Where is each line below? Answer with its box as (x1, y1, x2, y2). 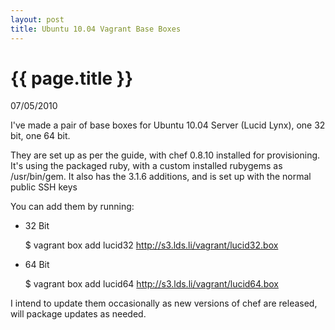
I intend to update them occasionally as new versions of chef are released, (10, 297, 318, 310)
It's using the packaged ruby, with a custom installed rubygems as (10, 160, 283, 172)
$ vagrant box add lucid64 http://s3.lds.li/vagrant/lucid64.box (24, 278, 279, 290)
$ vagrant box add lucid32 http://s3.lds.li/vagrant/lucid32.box (24, 239, 279, 251)
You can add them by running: (10, 201, 135, 213)
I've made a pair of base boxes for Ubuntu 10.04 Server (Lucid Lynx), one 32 (10, 119, 326, 131)
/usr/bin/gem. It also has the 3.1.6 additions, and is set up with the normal (10, 171, 312, 183)
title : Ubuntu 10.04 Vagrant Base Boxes (10, 24, 182, 34)
